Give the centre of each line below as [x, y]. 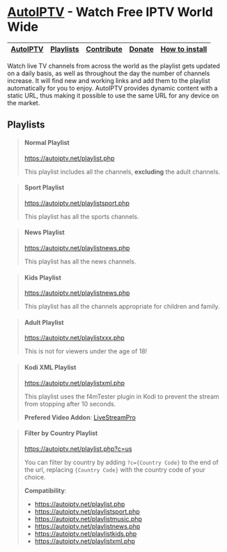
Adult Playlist [44, 322]
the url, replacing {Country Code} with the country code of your [115, 469]
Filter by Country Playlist [61, 434]
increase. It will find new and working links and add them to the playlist [109, 80]
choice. [35, 477]
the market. [24, 102]
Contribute [104, 49]
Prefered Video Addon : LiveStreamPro [80, 417]
